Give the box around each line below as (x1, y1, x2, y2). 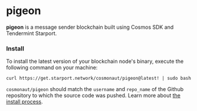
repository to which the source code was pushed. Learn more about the (6, 92, 181, 99)
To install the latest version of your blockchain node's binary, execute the (6, 58, 184, 65)
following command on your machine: (6, 64, 98, 71)
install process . (6, 98, 43, 105)
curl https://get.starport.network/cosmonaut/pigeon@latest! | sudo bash (6, 75, 192, 82)
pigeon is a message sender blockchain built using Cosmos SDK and (6, 23, 174, 31)
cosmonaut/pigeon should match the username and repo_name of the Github (6, 86, 184, 93)
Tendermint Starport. (6, 29, 57, 36)
